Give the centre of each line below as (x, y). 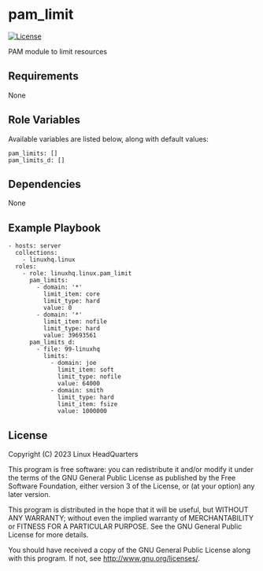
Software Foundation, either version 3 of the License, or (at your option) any (131, 486)
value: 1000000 (83, 411)
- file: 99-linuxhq (69, 349)
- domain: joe (73, 363)
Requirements (43, 76)
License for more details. (48, 535)
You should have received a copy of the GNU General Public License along (129, 550)
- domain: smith (77, 391)
